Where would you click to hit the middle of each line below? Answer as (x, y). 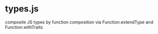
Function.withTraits (24, 27)
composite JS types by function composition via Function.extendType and (79, 22)
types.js (22, 9)
